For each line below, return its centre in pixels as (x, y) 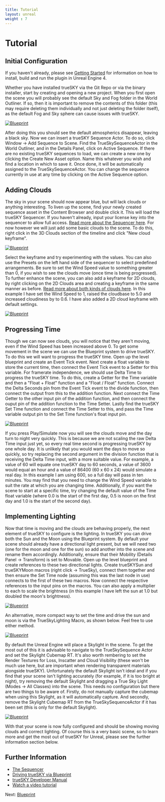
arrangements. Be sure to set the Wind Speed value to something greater (79, 268)
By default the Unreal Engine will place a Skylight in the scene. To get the (79, 644)
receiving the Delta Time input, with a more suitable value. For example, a (79, 459)
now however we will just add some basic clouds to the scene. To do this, (79, 228)
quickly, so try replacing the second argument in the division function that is (82, 454)
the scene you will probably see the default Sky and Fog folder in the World (81, 98)
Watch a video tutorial (34, 785)
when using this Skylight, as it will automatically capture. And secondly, (77, 697)
